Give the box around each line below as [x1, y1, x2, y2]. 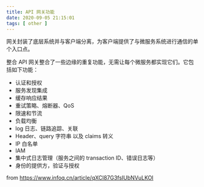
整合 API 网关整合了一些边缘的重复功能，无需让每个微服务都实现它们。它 [6, 59, 189, 66]
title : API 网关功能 [6, 9, 55, 15]
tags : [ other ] [6, 20, 47, 26]
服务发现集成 [15, 87, 47, 94]
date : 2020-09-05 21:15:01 [6, 15, 75, 21]
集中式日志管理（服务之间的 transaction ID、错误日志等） [15, 154, 159, 162]
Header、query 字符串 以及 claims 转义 [15, 133, 114, 140]
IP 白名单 [15, 140, 38, 147]
